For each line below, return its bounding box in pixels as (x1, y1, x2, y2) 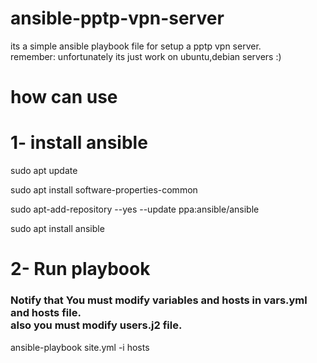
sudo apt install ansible (10, 223, 105, 235)
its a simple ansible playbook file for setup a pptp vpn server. (10, 40, 262, 52)
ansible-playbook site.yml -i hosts (10, 341, 150, 353)
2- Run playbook (10, 258, 151, 281)
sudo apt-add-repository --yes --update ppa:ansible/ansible (10, 203, 260, 216)
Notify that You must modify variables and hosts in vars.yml (10, 293, 308, 307)
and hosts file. (10, 306, 82, 320)
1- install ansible (10, 132, 148, 154)
